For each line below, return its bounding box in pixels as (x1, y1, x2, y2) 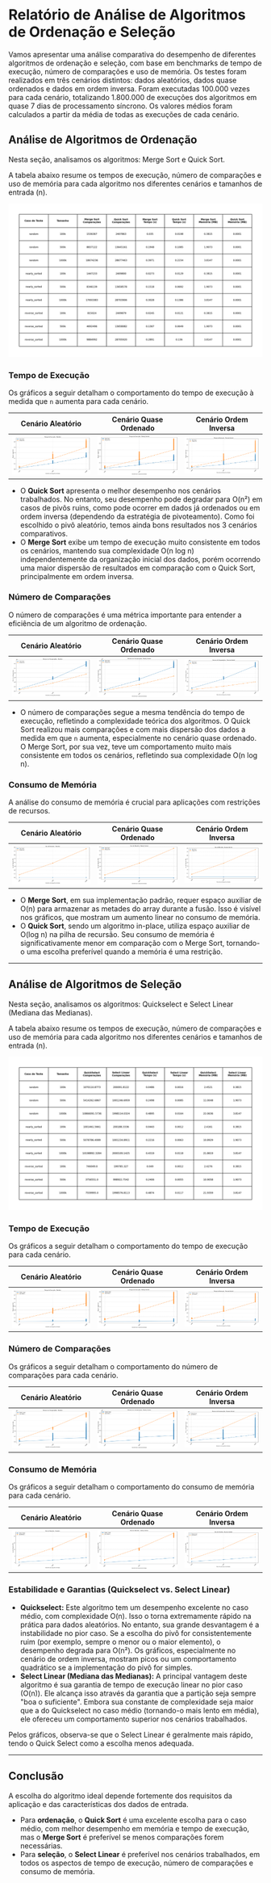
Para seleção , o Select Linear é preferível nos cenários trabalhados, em (19, 1849, 261, 1859)
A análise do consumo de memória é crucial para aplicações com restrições (8, 797, 261, 807)
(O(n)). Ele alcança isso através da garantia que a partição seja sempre (19, 1688, 256, 1698)
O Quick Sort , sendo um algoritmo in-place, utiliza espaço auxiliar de (19, 921, 250, 931)
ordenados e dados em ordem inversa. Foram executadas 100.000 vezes (8, 83, 250, 94)
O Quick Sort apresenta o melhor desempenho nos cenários (19, 485, 222, 495)
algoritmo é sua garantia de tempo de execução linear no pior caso (19, 1679, 244, 1689)
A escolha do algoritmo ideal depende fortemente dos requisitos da (8, 1791, 232, 1801)
